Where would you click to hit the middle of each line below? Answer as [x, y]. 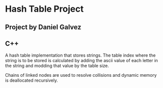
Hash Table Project [44, 9]
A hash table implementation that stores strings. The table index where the [81, 55]
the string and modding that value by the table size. [57, 66]
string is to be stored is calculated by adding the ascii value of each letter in [81, 61]
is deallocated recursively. [31, 80]
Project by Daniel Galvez [43, 27]
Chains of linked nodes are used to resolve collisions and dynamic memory [81, 75]
